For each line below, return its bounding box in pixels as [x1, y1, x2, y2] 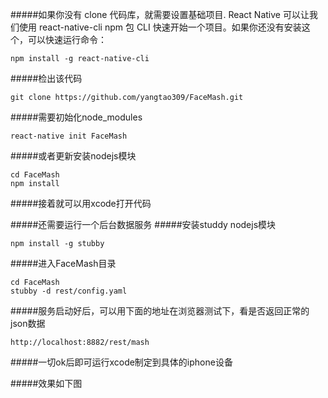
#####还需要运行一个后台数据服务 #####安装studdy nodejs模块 [10, 219, 277, 230]
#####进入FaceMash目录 [10, 258, 117, 269]
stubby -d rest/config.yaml [10, 286, 128, 296]
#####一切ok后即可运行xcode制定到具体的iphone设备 [10, 356, 233, 368]
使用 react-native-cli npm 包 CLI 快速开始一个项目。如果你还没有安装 [18, 21, 302, 33]
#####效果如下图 [10, 378, 83, 389]
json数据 [10, 318, 46, 329]
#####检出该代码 [10, 73, 83, 84]
